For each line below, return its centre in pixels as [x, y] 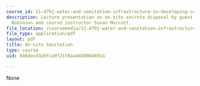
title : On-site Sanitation [40, 45]
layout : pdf [21, 39]
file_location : [25, 28]
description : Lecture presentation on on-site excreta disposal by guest [100, 17]
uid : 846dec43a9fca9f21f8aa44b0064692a [56, 56]
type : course [22, 50]
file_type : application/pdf [41, 34]
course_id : [20, 12]
